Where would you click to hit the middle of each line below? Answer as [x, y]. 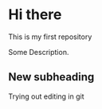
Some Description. [39, 52]
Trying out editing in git [47, 96]
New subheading [51, 77]
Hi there [35, 15]
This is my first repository [50, 37]
